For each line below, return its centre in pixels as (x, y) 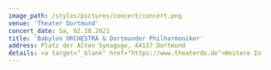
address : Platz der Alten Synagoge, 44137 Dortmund (97, 46)
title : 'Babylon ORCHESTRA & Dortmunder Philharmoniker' (106, 38)
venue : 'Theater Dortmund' (54, 23)
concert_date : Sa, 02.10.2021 (59, 31)
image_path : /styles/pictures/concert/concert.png (95, 16)
